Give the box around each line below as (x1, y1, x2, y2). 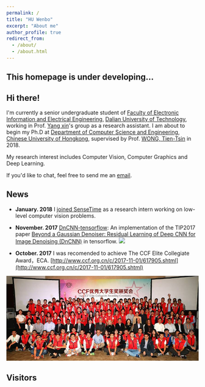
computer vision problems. (28, 212, 96, 219)
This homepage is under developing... (6, 72, 154, 83)
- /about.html (12, 49, 48, 55)
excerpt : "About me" (6, 23, 59, 29)
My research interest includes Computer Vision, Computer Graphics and (6, 153, 188, 161)
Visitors (6, 372, 37, 383)
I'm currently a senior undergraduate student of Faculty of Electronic (6, 109, 179, 116)
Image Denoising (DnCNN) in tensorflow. (15, 237, 118, 245)
